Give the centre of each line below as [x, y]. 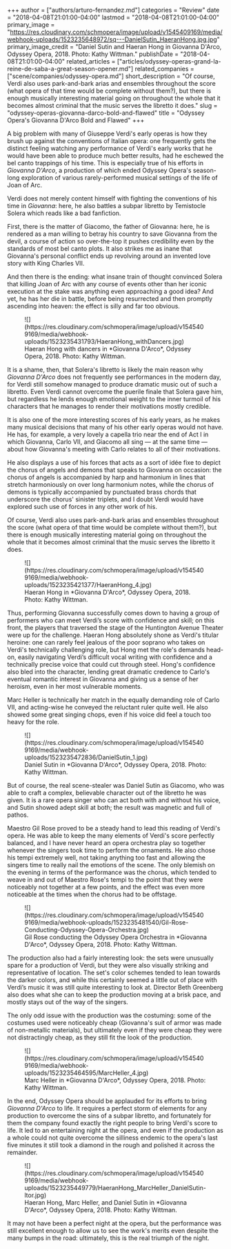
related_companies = [164, 69]
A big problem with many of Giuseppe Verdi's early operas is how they [107, 133]
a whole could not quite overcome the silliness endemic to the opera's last [113, 1138]
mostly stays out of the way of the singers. [68, 1002]
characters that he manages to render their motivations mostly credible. [109, 406]
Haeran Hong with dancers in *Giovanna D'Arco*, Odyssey [108, 349]
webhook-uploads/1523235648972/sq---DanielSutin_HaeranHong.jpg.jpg [112, 39]
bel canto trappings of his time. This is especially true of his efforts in [105, 163]
